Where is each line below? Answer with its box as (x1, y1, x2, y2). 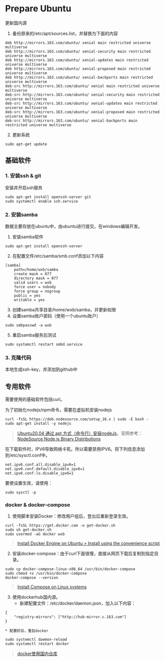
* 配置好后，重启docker (5, 628, 49, 633)
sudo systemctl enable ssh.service (5, 199, 78, 204)
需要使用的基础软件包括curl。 (5, 397, 65, 402)
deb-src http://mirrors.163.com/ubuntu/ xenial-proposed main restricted (5, 109, 160, 114)
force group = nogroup (14, 289, 61, 294)
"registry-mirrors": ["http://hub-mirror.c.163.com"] (14, 615, 127, 619)
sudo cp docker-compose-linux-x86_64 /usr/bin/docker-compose (5, 567, 135, 572)
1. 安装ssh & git (5, 173, 41, 179)
